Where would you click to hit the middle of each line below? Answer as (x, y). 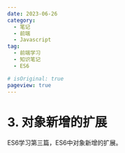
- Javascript (32, 40)
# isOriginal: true (36, 79)
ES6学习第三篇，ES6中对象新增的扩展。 (65, 143)
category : (22, 20)
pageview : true (29, 85)
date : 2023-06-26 (32, 14)
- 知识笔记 (27, 60)
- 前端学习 (27, 53)
